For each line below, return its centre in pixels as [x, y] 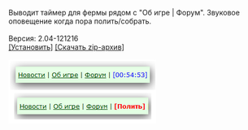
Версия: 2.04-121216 [44, 38]
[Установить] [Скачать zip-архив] [66, 47]
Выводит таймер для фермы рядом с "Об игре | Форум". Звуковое [124, 13]
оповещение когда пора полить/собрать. [80, 21]
